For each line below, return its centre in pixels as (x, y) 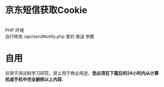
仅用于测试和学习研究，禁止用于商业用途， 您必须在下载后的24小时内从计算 (82, 73)
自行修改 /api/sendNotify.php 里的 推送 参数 (50, 36)
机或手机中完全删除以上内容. (34, 79)
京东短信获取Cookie (46, 10)
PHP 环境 (15, 30)
